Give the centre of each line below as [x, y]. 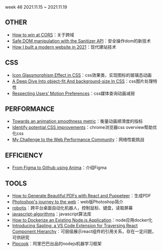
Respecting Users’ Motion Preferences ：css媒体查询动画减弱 [73, 93]
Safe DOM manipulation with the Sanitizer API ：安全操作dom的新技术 [81, 41]
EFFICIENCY [24, 155]
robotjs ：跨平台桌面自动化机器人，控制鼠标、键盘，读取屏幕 [72, 208]
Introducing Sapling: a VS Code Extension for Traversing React [75, 226]
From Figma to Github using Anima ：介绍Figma [59, 167]
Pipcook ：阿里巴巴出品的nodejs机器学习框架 [57, 244]
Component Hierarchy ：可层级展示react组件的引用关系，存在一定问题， [84, 231]
